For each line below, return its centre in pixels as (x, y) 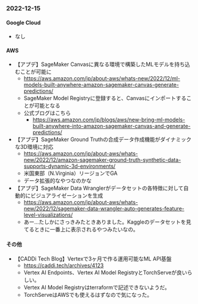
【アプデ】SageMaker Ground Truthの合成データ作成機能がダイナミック (103, 140)
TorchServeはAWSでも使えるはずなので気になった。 (88, 294)
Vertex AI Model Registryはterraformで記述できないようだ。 (97, 287)
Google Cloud (23, 23)
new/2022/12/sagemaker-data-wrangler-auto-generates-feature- (104, 209)
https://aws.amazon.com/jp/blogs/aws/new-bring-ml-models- (109, 120)
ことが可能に (36, 72)
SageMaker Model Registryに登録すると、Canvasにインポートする (105, 98)
